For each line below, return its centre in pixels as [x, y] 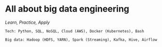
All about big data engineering [67, 9]
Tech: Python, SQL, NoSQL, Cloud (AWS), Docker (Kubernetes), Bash [75, 31]
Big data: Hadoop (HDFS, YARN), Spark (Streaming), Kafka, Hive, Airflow [81, 40]
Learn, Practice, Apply [27, 22]
